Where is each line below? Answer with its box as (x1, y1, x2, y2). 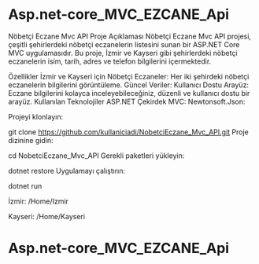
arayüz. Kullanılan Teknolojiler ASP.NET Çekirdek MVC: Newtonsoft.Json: (8, 97, 246, 106)
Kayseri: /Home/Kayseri (8, 211, 85, 221)
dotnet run (8, 181, 43, 190)
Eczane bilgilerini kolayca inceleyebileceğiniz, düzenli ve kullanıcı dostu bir (8, 88, 250, 97)
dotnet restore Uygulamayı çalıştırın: (8, 166, 126, 175)
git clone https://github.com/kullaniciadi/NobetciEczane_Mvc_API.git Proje (8, 127, 250, 137)
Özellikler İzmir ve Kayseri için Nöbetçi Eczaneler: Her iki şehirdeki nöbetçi (8, 71, 250, 81)
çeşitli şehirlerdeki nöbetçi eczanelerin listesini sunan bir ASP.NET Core (8, 39, 240, 49)
